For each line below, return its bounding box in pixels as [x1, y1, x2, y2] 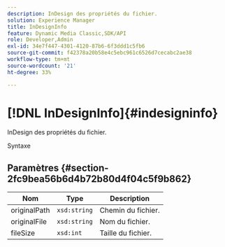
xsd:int [57, 229, 82, 237]
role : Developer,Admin [7, 36, 73, 43]
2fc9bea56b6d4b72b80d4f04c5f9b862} [7, 173, 192, 185]
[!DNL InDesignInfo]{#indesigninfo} [7, 105, 219, 121]
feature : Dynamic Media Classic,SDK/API [7, 29, 127, 37]
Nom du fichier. [99, 217, 150, 227]
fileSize [10, 228, 36, 238]
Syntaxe [7, 141, 31, 150]
